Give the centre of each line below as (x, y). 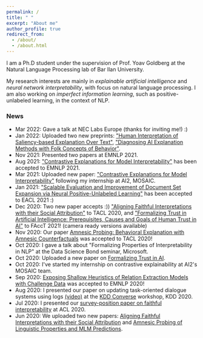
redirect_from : (25, 35)
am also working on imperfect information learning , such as (81, 94)
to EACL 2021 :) (34, 200)
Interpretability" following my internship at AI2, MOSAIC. (85, 181)
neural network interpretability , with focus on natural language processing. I (101, 87)
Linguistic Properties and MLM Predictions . (69, 329)
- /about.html (29, 46)
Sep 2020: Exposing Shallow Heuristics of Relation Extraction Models (102, 277)
